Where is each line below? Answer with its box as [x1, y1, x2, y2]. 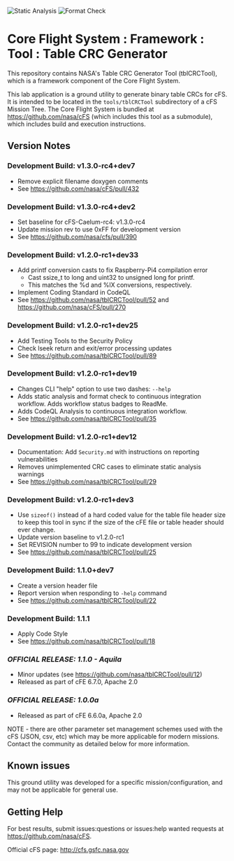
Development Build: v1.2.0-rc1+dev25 [7, 320, 138, 330]
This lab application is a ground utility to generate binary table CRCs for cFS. [7, 90, 228, 98]
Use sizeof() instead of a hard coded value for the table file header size [17, 511, 226, 519]
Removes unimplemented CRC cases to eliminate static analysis [17, 462, 201, 471]
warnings [17, 470, 45, 478]
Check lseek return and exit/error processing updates [17, 343, 173, 353]
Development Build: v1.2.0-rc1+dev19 [7, 369, 138, 378]
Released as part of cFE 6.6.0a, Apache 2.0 [17, 711, 142, 720]
